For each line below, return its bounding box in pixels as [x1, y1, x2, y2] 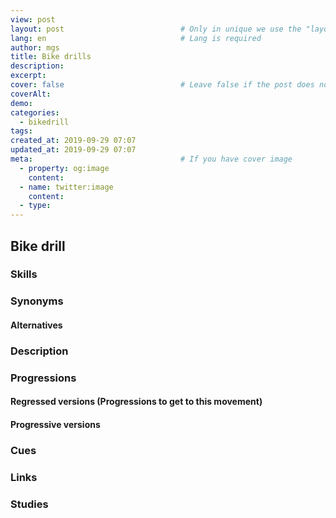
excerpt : [10, 71, 47, 81]
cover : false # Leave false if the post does [10, 80, 315, 90]
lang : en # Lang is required [10, 33, 262, 43]
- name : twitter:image [19, 182, 114, 192]
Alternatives [10, 319, 63, 331]
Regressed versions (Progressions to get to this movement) [10, 396, 263, 408]
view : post [10, 14, 56, 25]
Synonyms [10, 294, 64, 308]
